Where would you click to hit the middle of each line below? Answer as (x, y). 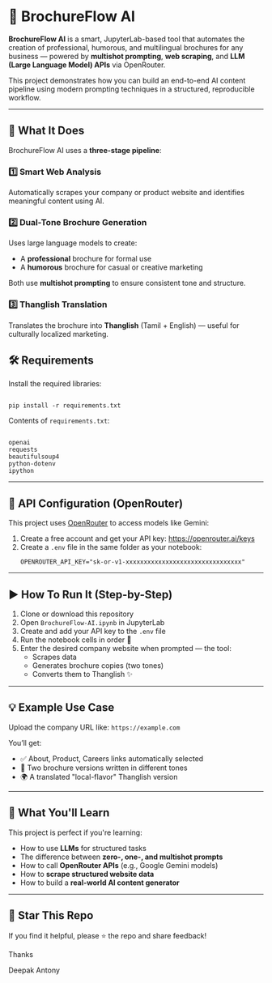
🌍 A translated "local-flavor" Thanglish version (99, 777)
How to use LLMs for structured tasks (83, 848)
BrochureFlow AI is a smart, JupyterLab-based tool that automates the (127, 39)
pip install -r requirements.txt (65, 406)
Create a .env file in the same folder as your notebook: (111, 547)
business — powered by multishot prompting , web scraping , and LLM (127, 56)
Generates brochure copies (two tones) (98, 666)
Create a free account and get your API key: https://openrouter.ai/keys (137, 538)
